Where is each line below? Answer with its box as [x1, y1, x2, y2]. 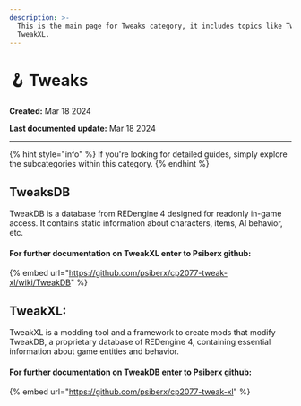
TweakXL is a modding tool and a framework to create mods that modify [9, 327, 276, 338]
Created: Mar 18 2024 [9, 106, 91, 117]
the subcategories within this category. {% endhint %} [9, 159, 211, 169]
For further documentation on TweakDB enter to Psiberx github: [9, 367, 253, 377]
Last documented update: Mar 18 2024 [9, 123, 157, 134]
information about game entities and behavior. [9, 346, 179, 357]
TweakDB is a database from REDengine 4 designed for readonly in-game [9, 208, 282, 220]
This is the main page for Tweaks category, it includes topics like [17, 22, 282, 30]
